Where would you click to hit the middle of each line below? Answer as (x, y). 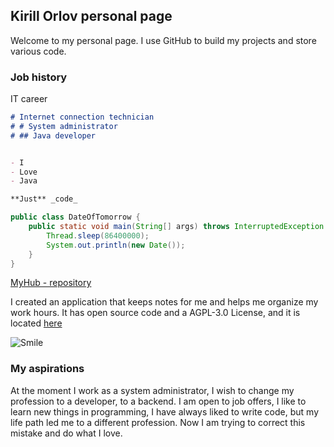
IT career (29, 99)
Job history (39, 77)
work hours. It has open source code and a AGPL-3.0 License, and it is (155, 313)
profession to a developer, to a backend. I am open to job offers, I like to (158, 401)
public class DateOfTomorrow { (75, 217)
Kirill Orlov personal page (91, 16)
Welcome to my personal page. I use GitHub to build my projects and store (163, 40)
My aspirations (47, 369)
